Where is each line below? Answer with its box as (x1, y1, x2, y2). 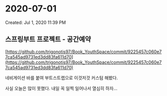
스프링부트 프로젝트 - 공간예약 (5, 35, 91, 44)
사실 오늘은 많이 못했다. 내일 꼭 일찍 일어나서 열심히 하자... (5, 85, 118, 91)
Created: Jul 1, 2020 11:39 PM (5, 19, 66, 25)
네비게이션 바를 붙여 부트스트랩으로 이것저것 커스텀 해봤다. (5, 75, 118, 81)
